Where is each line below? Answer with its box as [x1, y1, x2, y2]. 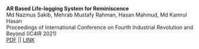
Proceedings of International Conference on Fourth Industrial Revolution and [6, 24, 194, 31]
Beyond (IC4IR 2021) [6, 30, 57, 37]
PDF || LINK [6, 37, 35, 43]
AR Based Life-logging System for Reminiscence [6, 5, 129, 12]
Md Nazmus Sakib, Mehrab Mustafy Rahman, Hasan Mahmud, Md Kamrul [6, 11, 187, 18]
